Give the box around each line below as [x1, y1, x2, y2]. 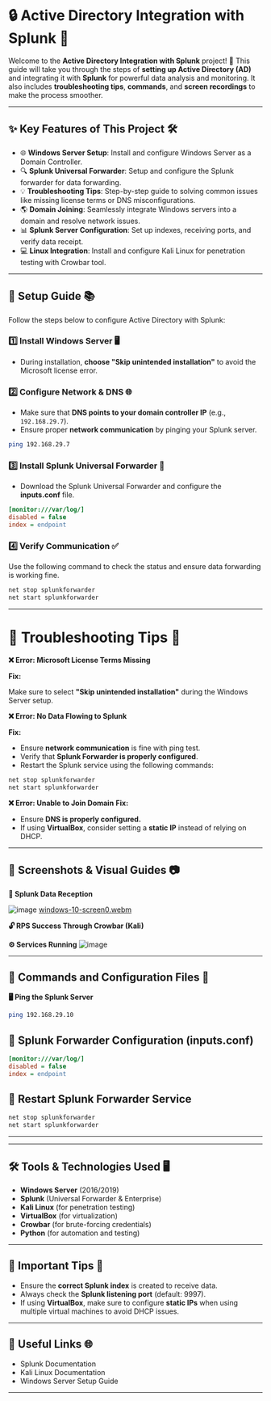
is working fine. [8, 571, 60, 580]
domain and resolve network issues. [19, 216, 141, 226]
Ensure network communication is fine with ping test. [19, 743, 201, 753]
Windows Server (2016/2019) [19, 1185, 119, 1195]
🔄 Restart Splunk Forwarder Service [8, 1092, 192, 1106]
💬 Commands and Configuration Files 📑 [8, 970, 210, 984]
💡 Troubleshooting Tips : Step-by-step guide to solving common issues [19, 186, 258, 196]
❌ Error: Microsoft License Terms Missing [8, 655, 151, 665]
